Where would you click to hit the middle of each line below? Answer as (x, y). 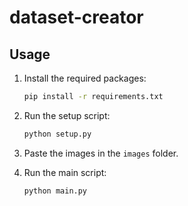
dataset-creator (76, 17)
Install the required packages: (85, 78)
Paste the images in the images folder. (101, 153)
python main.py (55, 191)
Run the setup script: (67, 115)
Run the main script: (65, 172)
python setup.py (57, 134)
